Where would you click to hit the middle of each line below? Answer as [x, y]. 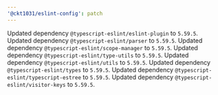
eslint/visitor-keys [37, 85]
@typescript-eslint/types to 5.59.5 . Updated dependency [90, 70]
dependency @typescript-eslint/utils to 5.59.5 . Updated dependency [109, 62]
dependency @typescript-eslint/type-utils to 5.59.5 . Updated [98, 55]
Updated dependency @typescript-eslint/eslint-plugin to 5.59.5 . [102, 33]
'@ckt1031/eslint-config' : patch [55, 13]
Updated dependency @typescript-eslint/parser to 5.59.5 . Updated [105, 40]
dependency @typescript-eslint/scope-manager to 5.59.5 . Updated [102, 47]
